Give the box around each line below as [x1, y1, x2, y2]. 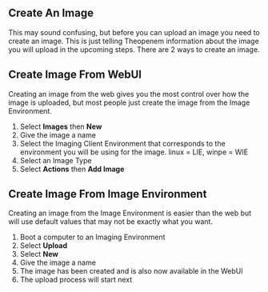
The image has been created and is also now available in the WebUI [19, 266, 244, 276]
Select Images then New [19, 122, 102, 131]
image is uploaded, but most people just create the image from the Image [8, 98, 250, 107]
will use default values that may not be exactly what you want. [8, 217, 214, 226]
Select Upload [19, 241, 68, 250]
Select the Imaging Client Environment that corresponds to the [19, 138, 226, 148]
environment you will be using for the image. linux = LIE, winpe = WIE [19, 147, 249, 157]
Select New [19, 250, 58, 259]
